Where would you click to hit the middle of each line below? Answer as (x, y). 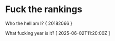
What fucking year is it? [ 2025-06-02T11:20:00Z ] (58, 33)
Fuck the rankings (44, 9)
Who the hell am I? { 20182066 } (39, 23)
